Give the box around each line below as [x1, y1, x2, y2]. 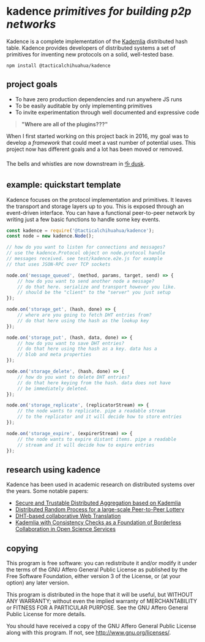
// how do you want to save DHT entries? [17, 340, 124, 346]
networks [6, 17, 56, 31]
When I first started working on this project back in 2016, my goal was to [6, 132, 189, 139]
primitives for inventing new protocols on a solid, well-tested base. [6, 50, 174, 58]
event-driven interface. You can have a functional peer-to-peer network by [6, 209, 195, 216]
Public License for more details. [6, 611, 86, 618]
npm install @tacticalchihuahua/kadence [6, 63, 111, 69]
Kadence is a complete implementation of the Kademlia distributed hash [6, 37, 188, 45]
